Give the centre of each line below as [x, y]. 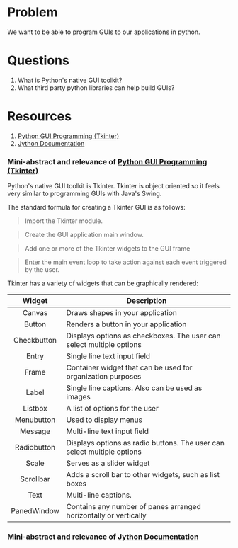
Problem [33, 12]
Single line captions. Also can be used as [134, 388]
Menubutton [35, 420]
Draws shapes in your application [121, 313]
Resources [40, 116]
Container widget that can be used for [129, 367]
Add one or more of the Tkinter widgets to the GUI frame [107, 249]
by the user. [42, 270]
